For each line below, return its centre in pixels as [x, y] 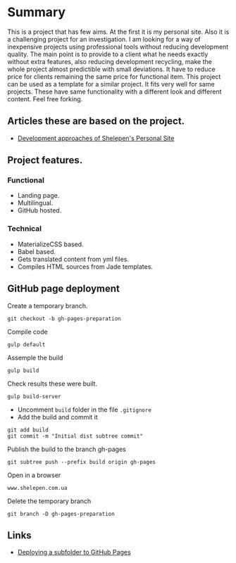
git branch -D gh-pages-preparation [61, 514]
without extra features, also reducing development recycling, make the [110, 61]
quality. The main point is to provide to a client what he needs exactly [108, 54]
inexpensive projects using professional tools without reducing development [118, 46]
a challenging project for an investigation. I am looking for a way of [104, 39]
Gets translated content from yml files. [73, 259]
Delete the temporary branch [49, 501]
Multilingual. [35, 203]
